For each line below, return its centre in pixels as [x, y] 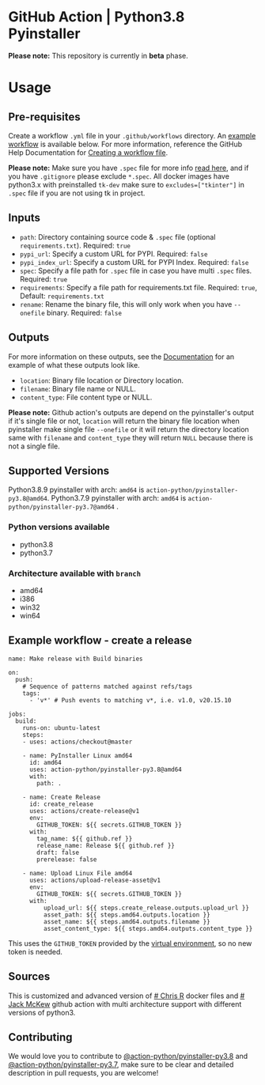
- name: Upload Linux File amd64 [78, 873]
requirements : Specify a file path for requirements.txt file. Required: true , [138, 287]
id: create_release [61, 804]
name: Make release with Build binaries [76, 659]
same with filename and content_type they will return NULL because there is [131, 437]
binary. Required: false [84, 312]
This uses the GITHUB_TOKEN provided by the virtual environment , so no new [130, 943]
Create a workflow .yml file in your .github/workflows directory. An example [132, 135]
